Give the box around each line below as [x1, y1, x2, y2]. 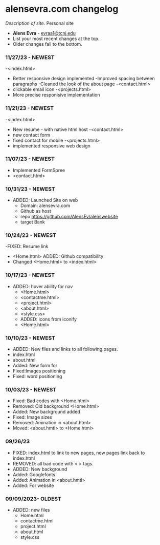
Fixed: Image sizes [12, 414, 52, 420]
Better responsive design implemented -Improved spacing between [12, 76, 155, 82]
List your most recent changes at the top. [12, 35, 100, 42]
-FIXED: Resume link [5, 243, 49, 250]
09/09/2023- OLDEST [5, 495, 61, 502]
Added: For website [12, 482, 54, 488]
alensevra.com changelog [5, 3, 119, 15]
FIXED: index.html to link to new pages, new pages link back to [12, 449, 145, 456]
